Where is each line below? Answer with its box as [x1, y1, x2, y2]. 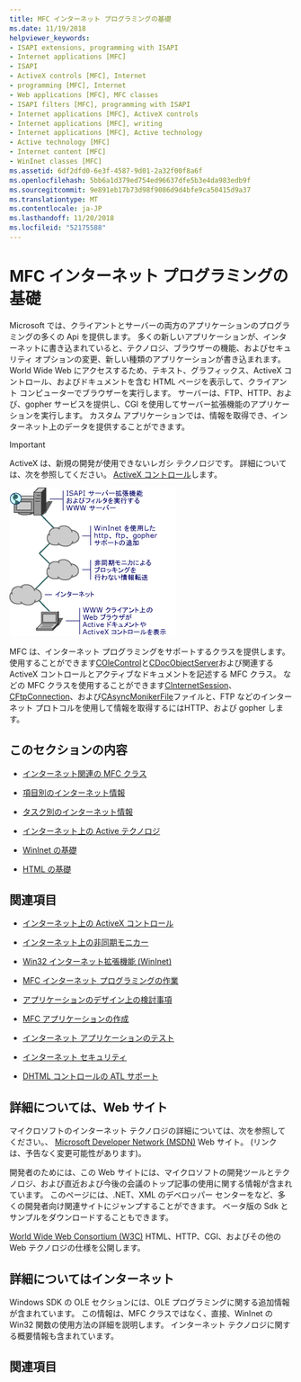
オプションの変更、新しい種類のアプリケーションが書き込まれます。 [34, 354, 286, 364]
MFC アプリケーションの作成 [22, 1013, 129, 1025]
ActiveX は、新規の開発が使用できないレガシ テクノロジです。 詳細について [9, 457, 288, 468]
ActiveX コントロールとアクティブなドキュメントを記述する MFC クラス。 [9, 669, 281, 679]
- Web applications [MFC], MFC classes [9, 90, 159, 99]
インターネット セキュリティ [22, 1052, 128, 1063]
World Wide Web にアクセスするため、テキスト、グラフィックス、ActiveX [9, 364, 282, 375]
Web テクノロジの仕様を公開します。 [9, 1243, 146, 1253]
